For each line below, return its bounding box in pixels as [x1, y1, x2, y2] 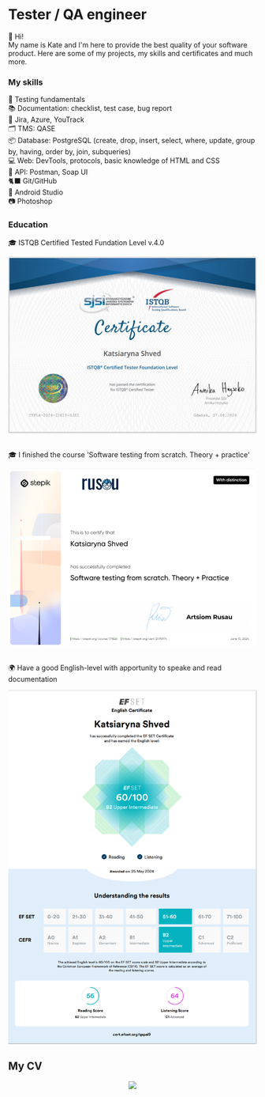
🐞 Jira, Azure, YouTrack [8, 115, 84, 124]
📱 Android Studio [8, 187, 64, 197]
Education [8, 219, 49, 230]
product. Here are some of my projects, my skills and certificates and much [8, 48, 253, 58]
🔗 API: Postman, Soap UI [8, 168, 88, 177]
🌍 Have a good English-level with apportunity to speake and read [8, 663, 222, 673]
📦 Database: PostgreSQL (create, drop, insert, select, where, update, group [8, 136, 256, 146]
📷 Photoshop [8, 196, 53, 206]
